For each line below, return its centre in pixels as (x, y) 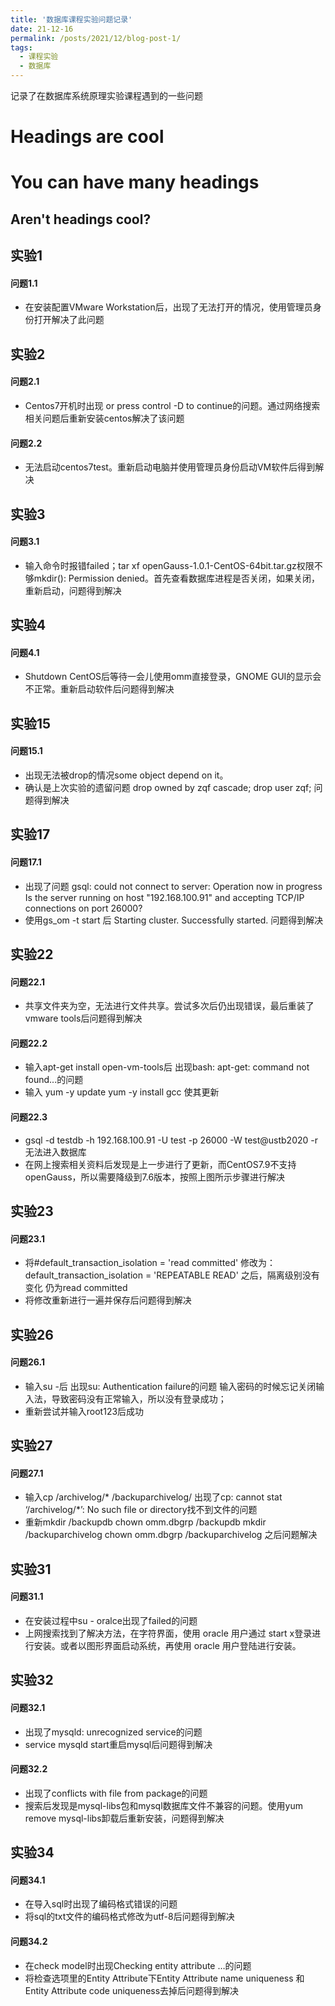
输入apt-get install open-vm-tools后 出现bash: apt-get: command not (167, 1067)
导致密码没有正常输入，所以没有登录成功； (139, 1398)
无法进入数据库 (55, 1152)
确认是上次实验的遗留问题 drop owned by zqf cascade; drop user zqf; (168, 787)
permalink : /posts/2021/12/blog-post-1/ (96, 38)
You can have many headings (135, 182)
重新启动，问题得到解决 (73, 590)
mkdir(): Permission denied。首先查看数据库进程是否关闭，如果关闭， (176, 578)
